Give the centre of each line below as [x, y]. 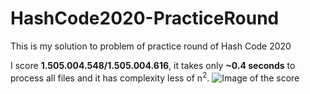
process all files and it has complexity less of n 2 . [110, 77]
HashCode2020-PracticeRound [145, 18]
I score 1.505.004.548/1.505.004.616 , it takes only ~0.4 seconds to [153, 65]
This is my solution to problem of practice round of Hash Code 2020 [151, 46]
